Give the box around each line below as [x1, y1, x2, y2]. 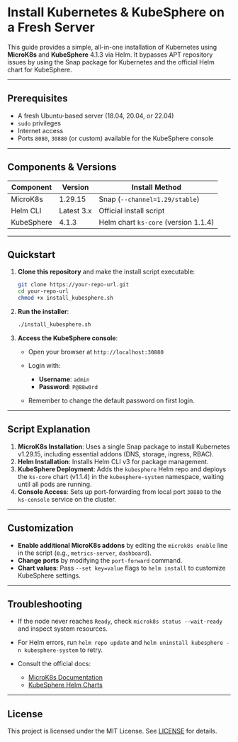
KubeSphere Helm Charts [28, 681, 103, 690]
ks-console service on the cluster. [17, 495, 117, 503]
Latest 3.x [59, 206, 92, 215]
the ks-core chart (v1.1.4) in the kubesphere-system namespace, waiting [17, 472, 225, 480]
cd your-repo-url [17, 288, 69, 295]
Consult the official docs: [17, 660, 91, 668]
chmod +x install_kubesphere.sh [17, 295, 113, 302]
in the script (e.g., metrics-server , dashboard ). [17, 549, 152, 557]
